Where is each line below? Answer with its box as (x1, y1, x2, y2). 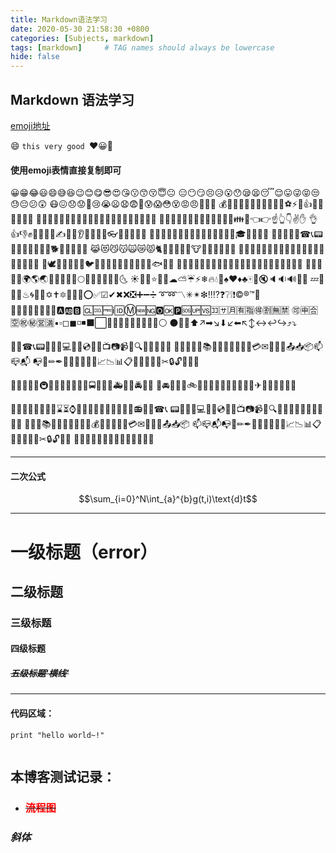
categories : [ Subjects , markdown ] (10, 33, 155, 43)
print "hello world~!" (10, 730, 105, 740)
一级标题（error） (10, 541, 158, 563)
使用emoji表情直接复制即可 (10, 164, 122, 176)
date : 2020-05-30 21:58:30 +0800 (10, 24, 150, 34)
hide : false (10, 52, 60, 62)
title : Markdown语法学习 (10, 14, 108, 25)
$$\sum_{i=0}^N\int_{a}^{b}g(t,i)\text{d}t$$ (78, 493, 258, 505)
